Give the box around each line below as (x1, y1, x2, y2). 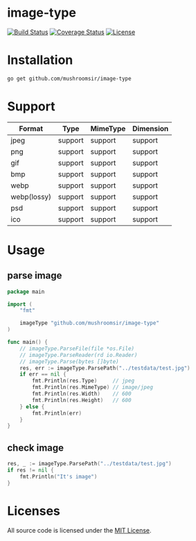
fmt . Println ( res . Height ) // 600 (32, 397, 132, 403)
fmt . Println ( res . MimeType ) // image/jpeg (32, 384, 154, 391)
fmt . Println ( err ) (32, 410, 82, 417)
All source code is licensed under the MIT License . (7, 526, 152, 534)
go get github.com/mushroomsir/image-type (7, 75, 132, 82)
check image (7, 442, 64, 453)
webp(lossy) (10, 192, 52, 201)
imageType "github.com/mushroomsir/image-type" (19, 319, 159, 327)
